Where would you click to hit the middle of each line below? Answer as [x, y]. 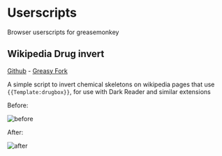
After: [15, 132]
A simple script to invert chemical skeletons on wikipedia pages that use [111, 84]
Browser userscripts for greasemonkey [63, 32]
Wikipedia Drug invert [56, 54]
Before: [18, 105]
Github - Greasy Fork [37, 70]
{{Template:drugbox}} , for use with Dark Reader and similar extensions [109, 91]
